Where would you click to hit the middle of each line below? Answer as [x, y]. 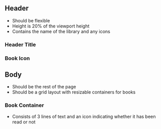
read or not [24, 122]
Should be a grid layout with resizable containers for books [74, 92]
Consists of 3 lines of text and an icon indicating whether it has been [84, 116]
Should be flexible [31, 20]
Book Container [24, 105]
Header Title [20, 44]
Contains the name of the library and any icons [61, 31]
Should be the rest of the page [44, 87]
